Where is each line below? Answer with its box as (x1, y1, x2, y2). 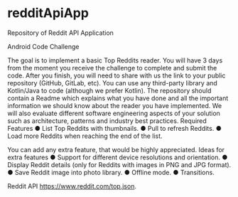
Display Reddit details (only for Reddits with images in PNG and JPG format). (7, 160, 232, 169)
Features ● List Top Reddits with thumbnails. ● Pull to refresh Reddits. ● (7, 124, 222, 132)
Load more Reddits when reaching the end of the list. (7, 132, 163, 140)
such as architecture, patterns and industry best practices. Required (7, 116, 207, 125)
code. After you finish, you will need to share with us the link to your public (7, 71, 226, 80)
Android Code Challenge (7, 42, 80, 50)
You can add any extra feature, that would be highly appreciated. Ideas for (7, 145, 225, 154)
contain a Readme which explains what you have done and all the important (7, 94, 229, 102)
